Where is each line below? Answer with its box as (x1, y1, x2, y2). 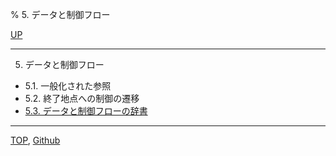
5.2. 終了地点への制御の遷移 (24, 93, 140, 104)
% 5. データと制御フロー (10, 9, 111, 20)
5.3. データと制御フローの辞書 (24, 105, 148, 117)
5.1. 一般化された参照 (24, 80, 112, 92)
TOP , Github (10, 134, 61, 146)
